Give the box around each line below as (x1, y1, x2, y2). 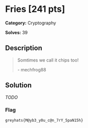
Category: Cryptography (5, 20, 56, 26)
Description (5, 44, 42, 53)
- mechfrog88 (17, 66, 46, 72)
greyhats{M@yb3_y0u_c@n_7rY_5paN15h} (5, 118, 84, 123)
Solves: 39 (5, 29, 28, 35)
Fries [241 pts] (5, 3, 66, 15)
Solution (5, 81, 32, 90)
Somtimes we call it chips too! (17, 57, 79, 63)
